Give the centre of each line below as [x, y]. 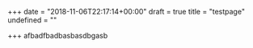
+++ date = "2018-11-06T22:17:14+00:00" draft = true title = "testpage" [126, 12]
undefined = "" [32, 20]
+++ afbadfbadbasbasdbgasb [58, 36]
